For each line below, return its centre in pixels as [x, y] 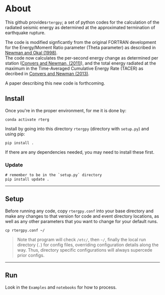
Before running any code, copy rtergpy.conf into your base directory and [79, 211]
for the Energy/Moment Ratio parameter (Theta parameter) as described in [81, 47]
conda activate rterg [27, 119]
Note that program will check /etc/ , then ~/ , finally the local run [82, 239]
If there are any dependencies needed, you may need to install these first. [80, 152]
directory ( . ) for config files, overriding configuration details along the [88, 245]
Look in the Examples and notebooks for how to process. [61, 287]
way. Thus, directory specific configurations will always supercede [85, 250]
